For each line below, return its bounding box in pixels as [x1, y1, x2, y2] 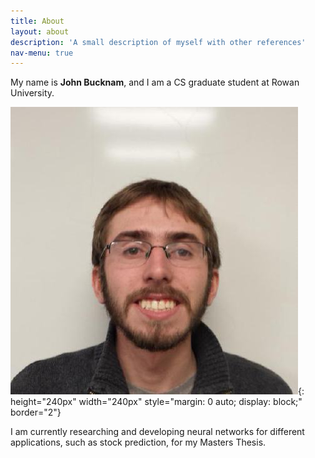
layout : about [10, 26, 70, 37]
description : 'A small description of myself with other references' [10, 37, 307, 47]
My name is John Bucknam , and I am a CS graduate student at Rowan [10, 76, 300, 89]
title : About [10, 16, 65, 26]
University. [10, 87, 55, 99]
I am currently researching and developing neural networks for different [10, 426, 305, 438]
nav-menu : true [10, 48, 74, 58]
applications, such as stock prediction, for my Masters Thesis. [10, 436, 267, 449]
